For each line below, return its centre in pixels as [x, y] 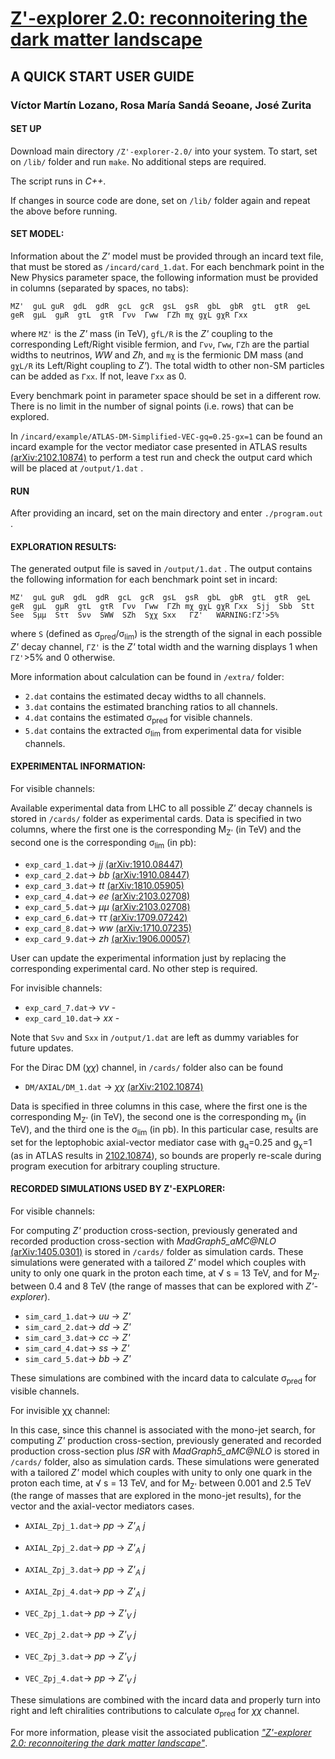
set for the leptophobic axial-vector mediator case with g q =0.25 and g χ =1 [161, 1144]
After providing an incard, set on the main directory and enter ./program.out [166, 513]
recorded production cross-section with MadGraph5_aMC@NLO [143, 1241]
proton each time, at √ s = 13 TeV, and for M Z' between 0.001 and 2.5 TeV [161, 1484]
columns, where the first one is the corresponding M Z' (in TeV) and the [156, 830]
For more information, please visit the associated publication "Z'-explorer [161, 1732]
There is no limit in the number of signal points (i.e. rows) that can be [152, 406]
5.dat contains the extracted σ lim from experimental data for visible [163, 731]
